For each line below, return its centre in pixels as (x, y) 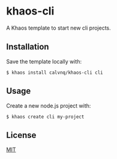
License (21, 135)
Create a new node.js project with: (49, 105)
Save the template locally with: (44, 61)
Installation (28, 47)
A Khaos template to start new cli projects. (58, 28)
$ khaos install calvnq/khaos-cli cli (55, 73)
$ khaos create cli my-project (45, 117)
